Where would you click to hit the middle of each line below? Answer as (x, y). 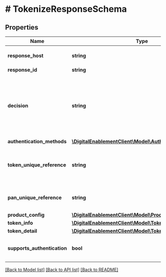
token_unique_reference (37, 165)
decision (18, 106)
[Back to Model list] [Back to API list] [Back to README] (62, 270)
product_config (26, 215)
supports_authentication (37, 248)
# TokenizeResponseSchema (66, 9)
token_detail (22, 231)
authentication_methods (37, 141)
